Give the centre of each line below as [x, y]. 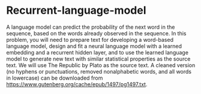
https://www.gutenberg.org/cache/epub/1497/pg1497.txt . [77, 84]
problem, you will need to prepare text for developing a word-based [90, 40]
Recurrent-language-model [76, 10]
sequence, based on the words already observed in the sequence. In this [96, 33]
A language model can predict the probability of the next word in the [91, 27]
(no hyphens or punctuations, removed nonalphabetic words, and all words [99, 71]
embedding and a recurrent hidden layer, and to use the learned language [97, 52]
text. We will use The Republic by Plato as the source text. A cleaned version [101, 65]
